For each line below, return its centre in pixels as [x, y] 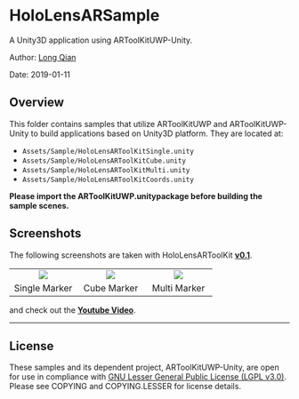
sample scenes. [39, 205]
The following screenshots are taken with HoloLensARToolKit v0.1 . [131, 255]
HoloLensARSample [85, 16]
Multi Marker [178, 288]
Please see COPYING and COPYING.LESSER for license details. [125, 387]
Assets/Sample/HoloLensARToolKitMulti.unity [106, 170]
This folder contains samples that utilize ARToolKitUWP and [118, 124]
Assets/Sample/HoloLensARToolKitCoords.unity [108, 180]
